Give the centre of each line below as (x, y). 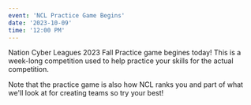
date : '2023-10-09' (40, 23)
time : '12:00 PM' (37, 30)
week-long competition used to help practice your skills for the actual (121, 61)
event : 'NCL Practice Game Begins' (67, 15)
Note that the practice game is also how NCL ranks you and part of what (126, 84)
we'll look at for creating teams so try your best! (86, 93)
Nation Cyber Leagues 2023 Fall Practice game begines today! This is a (125, 53)
